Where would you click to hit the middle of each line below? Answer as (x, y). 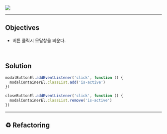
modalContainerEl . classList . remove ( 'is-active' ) (61, 101)
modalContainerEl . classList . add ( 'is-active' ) (58, 82)
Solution (18, 66)
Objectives (22, 28)
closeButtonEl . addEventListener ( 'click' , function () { (64, 96)
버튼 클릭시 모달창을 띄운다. (39, 40)
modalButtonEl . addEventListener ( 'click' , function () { (64, 77)
